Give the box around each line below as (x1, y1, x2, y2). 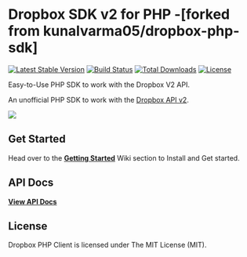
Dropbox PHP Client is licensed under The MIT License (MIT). (8, 241, 207, 250)
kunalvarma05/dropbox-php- (42, 22, 240, 40)
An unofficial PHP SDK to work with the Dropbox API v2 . (8, 95, 190, 104)
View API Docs (8, 197, 57, 206)
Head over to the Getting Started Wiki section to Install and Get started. (8, 153, 241, 162)
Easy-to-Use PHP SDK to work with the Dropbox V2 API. (8, 80, 191, 89)
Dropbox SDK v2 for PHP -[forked (8, 5, 231, 24)
